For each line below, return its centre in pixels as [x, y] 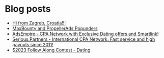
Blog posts [28, 9]
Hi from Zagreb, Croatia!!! [39, 23]
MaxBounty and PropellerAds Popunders [55, 28]
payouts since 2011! [33, 44]
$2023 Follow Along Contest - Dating [51, 50]
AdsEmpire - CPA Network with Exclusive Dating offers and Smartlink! [85, 34]
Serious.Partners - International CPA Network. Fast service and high [84, 39]
